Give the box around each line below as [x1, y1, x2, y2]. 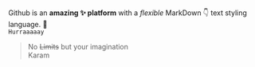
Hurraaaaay [8, 28, 45, 36]
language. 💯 [8, 20, 48, 29]
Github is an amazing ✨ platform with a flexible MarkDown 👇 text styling [8, 8, 247, 18]
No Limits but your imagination [27, 42, 129, 51]
